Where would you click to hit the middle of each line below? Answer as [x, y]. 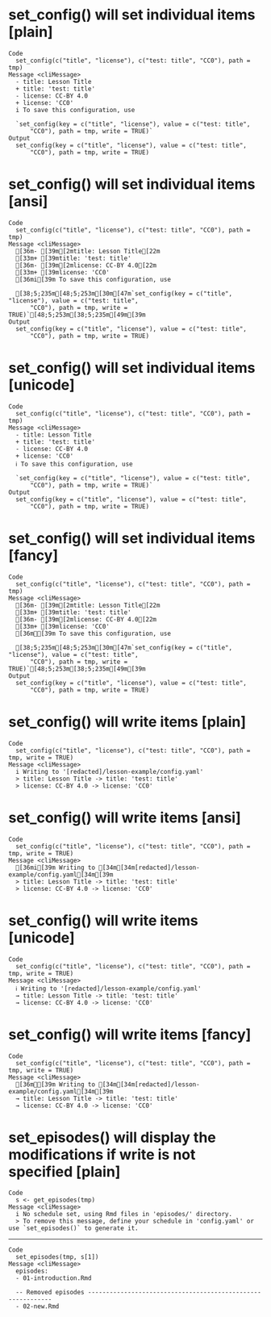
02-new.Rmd [41, 1307]
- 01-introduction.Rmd [54, 1278]
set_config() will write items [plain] [127, 722]
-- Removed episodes [50, 1293]
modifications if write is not [102, 1154]
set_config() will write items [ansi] [125, 817]
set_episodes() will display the [112, 1137]
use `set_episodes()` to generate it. [73, 1228]
